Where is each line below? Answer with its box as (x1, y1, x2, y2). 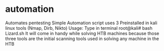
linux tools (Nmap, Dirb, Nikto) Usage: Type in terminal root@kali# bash (5, 25, 153, 31)
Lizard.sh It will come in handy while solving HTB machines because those (5, 30, 159, 36)
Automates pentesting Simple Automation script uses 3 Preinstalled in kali (5, 20, 157, 26)
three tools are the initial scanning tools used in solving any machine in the (5, 36, 159, 42)
